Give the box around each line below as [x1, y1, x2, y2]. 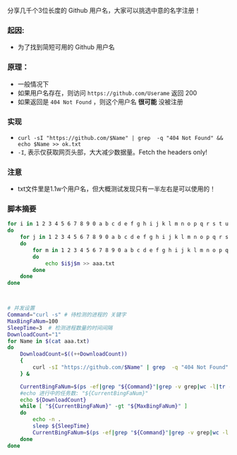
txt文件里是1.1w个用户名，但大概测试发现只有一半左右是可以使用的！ [17, 184, 217, 193]
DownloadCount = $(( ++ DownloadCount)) [20, 350, 128, 358]
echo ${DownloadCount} [20, 396, 87, 403]
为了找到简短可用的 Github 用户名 [17, 43, 115, 52]
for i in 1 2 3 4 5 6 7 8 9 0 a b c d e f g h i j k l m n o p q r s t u [7, 220, 229, 227]
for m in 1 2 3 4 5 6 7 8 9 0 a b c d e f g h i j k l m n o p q [32, 247, 229, 254]
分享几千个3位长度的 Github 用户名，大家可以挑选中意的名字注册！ [7, 6, 201, 14]
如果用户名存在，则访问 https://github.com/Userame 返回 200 [17, 88, 197, 97]
